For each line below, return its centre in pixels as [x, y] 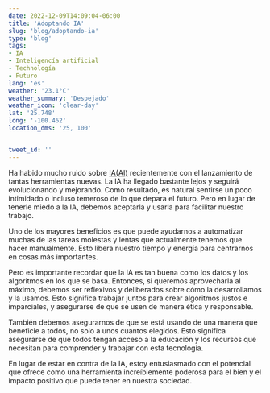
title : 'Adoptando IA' [46, 23]
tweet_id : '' [30, 150]
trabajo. [21, 215]
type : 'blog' [30, 38]
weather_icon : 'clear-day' [54, 105]
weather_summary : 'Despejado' [59, 98]
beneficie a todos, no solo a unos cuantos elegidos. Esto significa [117, 330]
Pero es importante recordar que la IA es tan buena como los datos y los [129, 272]
